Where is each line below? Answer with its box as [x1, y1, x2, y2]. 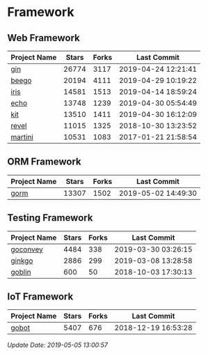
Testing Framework [7, 212, 93, 224]
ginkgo [10, 256, 33, 265]
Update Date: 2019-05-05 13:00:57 [7, 341, 108, 349]
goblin [10, 267, 31, 277]
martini [10, 132, 33, 141]
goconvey [10, 245, 44, 254]
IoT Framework [7, 291, 74, 303]
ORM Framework [7, 156, 81, 168]
